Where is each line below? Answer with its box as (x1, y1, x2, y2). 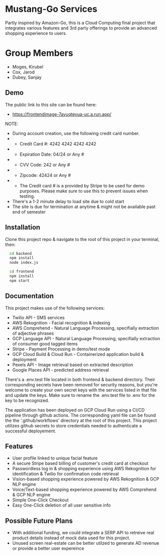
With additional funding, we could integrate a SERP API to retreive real (12, 530, 154, 536)
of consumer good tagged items (12, 341, 78, 347)
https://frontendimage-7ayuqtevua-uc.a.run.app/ (12, 111, 112, 117)
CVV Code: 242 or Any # (19, 162, 70, 168)
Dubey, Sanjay (12, 74, 42, 80)
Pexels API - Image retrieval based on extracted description (12, 361, 133, 368)
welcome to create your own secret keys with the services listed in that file (5, 387, 157, 393)
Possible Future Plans (5, 517, 73, 525)
